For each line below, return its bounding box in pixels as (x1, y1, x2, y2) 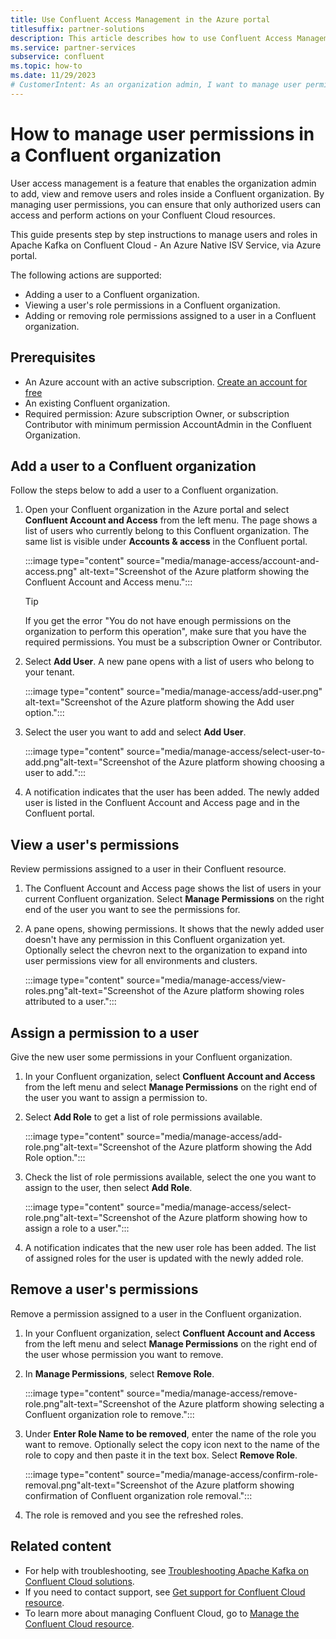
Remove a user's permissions (10, 1281, 199, 1298)
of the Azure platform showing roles (156, 985, 305, 997)
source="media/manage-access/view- (126, 974, 287, 986)
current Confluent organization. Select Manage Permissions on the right (24, 893, 325, 905)
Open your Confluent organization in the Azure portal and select (24, 504, 290, 516)
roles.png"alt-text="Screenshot (24, 985, 155, 997)
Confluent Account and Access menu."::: (24, 576, 193, 588)
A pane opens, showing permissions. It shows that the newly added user (24, 923, 325, 935)
